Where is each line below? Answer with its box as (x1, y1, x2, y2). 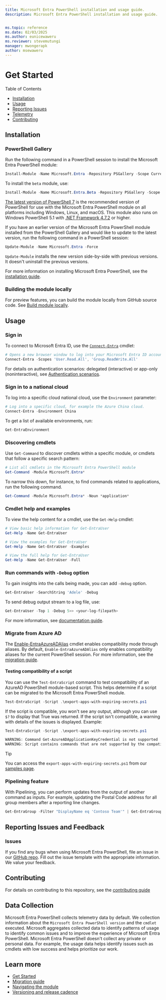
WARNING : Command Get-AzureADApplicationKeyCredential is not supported (5, 737, 158, 742)
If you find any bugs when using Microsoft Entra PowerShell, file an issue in (5, 849, 159, 855)
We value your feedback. (5, 860, 56, 865)
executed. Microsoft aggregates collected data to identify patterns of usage (5, 925, 159, 931)
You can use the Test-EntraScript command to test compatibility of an (5, 679, 149, 685)
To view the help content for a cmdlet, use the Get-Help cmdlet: (5, 516, 134, 522)
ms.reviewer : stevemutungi (5, 39, 61, 44)
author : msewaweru (5, 48, 43, 53)
